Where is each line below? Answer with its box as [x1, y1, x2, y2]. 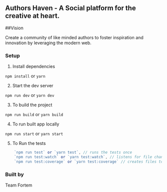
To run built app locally [12, 121, 60, 127]
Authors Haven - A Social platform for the [5, 4, 136, 12]
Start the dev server [12, 83, 54, 89]
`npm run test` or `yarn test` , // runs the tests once [14, 150, 133, 155]
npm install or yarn [5, 73, 46, 79]
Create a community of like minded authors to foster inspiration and [5, 34, 144, 40]
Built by [5, 171, 24, 178]
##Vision [5, 25, 24, 31]
